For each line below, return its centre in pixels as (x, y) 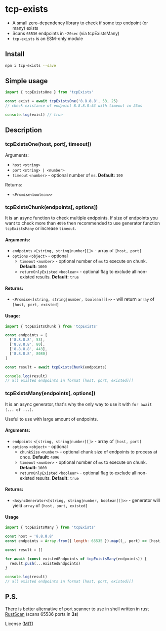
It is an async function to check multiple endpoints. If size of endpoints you (82, 218)
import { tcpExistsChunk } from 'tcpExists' (52, 326)
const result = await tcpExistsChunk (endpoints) (56, 367)
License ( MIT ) (19, 624)
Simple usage (26, 81)
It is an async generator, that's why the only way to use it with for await (79, 404)
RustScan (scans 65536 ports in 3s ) (42, 614)
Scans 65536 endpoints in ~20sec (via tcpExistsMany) (66, 33)
